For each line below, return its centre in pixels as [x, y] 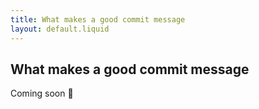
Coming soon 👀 [42, 93]
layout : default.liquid [60, 29]
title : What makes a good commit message [98, 19]
